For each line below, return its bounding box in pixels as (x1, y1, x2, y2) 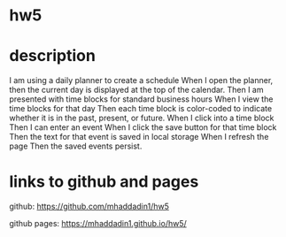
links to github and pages (9, 172, 199, 192)
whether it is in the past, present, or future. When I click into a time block (9, 112, 274, 124)
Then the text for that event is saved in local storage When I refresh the (9, 132, 269, 142)
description (9, 46, 96, 66)
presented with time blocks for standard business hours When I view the (9, 94, 274, 104)
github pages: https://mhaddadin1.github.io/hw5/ (9, 218, 188, 229)
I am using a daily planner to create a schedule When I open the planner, (9, 75, 274, 86)
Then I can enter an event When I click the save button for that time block (9, 122, 277, 133)
